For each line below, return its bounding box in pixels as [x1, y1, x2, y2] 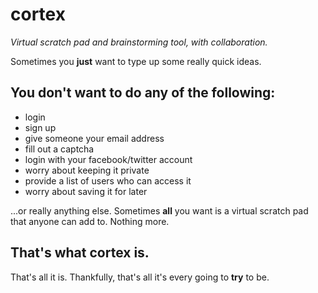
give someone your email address [24, 132, 165, 144]
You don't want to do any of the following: [10, 84, 276, 102]
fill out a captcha [24, 143, 95, 155]
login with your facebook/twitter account [24, 153, 193, 165]
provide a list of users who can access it [24, 174, 192, 187]
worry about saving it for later [24, 185, 148, 197]
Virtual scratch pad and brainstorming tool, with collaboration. [10, 36, 268, 48]
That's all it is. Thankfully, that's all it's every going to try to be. [10, 271, 270, 283]
